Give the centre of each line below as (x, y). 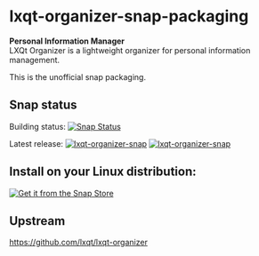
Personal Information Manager (67, 41)
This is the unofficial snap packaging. (78, 76)
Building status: (38, 126)
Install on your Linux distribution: (103, 172)
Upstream (37, 221)
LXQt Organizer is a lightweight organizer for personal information (130, 50)
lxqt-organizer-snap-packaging (129, 16)
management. (35, 60)
